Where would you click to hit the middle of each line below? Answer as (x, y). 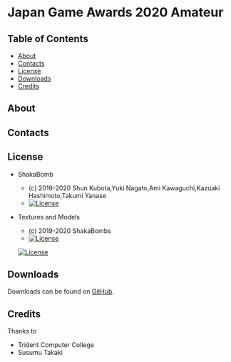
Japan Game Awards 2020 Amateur (115, 12)
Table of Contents (48, 39)
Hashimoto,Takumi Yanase (67, 195)
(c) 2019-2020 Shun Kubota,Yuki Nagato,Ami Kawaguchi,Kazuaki (124, 188)
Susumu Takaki (40, 353)
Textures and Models (49, 217)
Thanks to (22, 331)
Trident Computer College (56, 345)
